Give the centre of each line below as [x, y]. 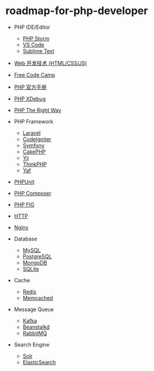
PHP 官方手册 [30, 87]
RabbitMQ [35, 333]
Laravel [32, 133]
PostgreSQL [37, 256]
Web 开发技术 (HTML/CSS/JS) [50, 63]
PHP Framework [33, 121]
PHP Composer [32, 193]
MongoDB [35, 262]
